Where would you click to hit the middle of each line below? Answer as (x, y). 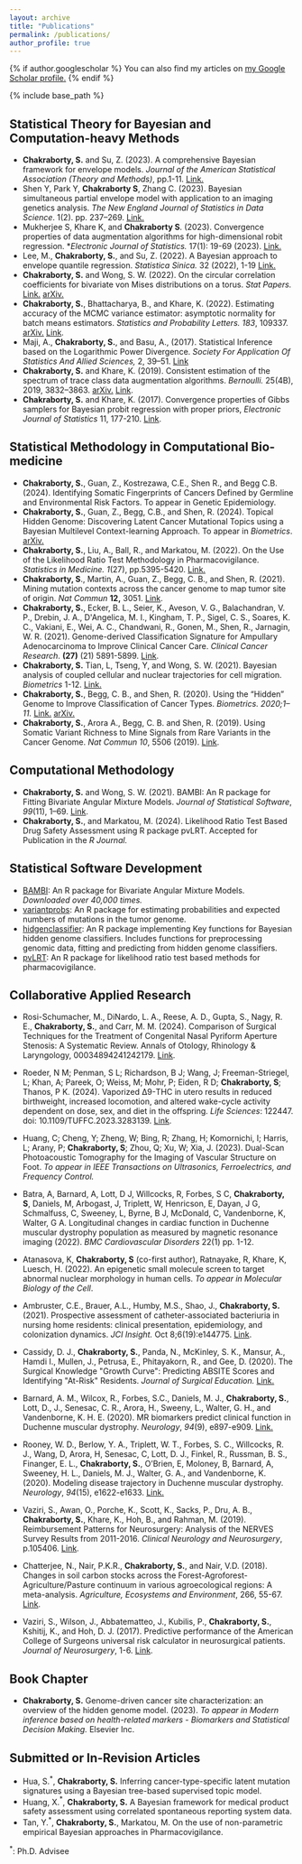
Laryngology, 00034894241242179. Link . (99, 1055)
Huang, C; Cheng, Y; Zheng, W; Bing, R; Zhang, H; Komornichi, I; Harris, (155, 1138)
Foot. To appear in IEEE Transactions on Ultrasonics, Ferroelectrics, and (156, 1167)
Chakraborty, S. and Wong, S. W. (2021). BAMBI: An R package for (146, 792)
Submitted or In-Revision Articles (105, 1758)
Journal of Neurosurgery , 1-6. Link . (87, 1651)
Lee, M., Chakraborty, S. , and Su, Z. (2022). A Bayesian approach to (150, 256)
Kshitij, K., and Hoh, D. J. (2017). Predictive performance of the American (158, 1631)
